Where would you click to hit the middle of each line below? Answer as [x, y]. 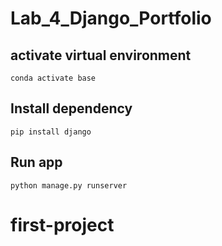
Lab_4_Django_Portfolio [111, 18]
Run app [36, 162]
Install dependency [71, 108]
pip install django [51, 132]
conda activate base [53, 78]
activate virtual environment [101, 55]
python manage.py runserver [69, 185]
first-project [62, 224]
